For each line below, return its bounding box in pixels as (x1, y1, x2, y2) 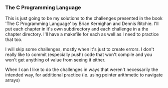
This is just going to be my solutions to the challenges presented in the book (5, 15, 163, 21)
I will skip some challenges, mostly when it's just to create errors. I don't (5, 46, 154, 52)
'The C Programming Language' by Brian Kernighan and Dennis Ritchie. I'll (5, 20, 159, 26)
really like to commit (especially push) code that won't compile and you (5, 51, 152, 57)
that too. (5, 36, 23, 42)
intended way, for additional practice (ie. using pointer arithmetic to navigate (5, 72, 163, 78)
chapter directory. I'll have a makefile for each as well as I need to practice (5, 31, 159, 37)
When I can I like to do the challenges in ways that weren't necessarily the (5, 66, 158, 72)
